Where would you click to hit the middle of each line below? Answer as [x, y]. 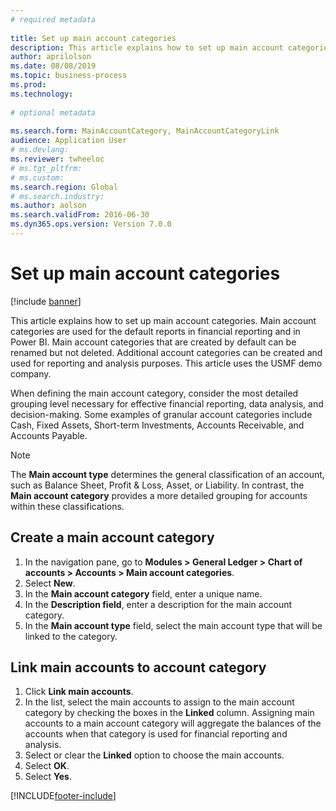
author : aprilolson [51, 57]
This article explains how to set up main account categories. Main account [163, 320]
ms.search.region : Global [64, 187]
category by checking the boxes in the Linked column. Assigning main [169, 713]
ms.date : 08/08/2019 [53, 66]
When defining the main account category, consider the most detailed [154, 393]
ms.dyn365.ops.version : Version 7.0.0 [91, 224]
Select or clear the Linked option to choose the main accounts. [154, 755]
